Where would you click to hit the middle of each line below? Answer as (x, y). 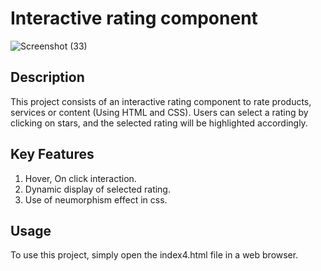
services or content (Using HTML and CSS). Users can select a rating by (159, 112)
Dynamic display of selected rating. (97, 189)
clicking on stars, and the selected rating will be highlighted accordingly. (159, 123)
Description (47, 77)
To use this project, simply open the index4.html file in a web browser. (154, 255)
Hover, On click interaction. (80, 178)
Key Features (52, 154)
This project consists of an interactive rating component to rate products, (161, 101)
